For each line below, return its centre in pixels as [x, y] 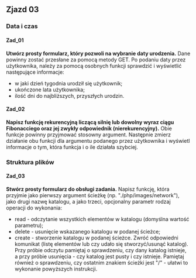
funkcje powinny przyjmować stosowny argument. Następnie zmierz [89, 135]
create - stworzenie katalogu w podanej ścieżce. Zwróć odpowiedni [96, 238]
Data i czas [22, 26]
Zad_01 [15, 40]
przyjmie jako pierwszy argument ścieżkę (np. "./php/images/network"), [93, 195]
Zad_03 [16, 176]
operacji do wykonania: [34, 208]
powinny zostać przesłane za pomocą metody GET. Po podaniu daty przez [96, 59]
